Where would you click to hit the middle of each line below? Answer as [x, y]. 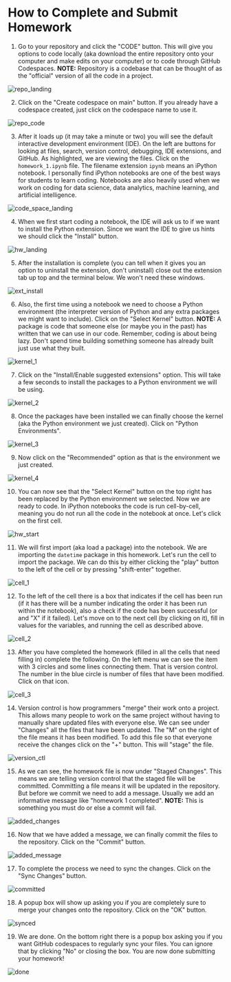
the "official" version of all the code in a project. [85, 75]
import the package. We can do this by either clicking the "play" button [118, 562]
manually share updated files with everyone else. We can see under [114, 722]
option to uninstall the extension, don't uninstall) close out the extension [120, 270]
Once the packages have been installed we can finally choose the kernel [120, 416]
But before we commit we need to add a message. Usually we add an [116, 793]
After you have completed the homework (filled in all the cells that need [119, 651]
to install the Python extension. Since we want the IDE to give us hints [116, 229]
